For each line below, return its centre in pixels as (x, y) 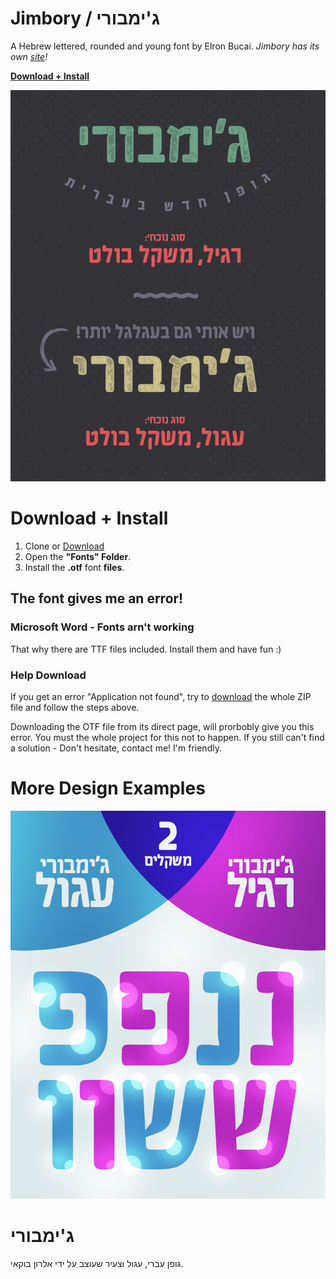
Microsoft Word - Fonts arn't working (102, 627)
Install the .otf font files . (74, 567)
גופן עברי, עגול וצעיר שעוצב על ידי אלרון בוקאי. (97, 1263)
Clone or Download (64, 546)
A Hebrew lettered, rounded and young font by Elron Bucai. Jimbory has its (165, 46)
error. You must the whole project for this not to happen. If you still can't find (167, 737)
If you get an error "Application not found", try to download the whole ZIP (161, 696)
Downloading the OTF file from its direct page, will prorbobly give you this (162, 726)
